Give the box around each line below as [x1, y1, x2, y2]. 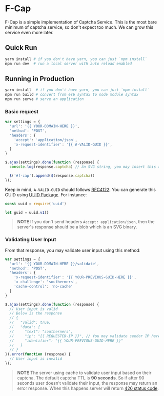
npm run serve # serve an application [5, 97, 84, 102]
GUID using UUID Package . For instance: [5, 191, 87, 198]
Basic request [5, 108, 39, 115]
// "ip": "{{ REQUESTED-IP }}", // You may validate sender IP [9, 333, 150, 338]
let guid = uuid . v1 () [5, 210, 49, 215]
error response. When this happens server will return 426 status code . [17, 385, 159, 391]
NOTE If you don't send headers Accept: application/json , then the [17, 219, 155, 225]
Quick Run [5, 43, 38, 52]
